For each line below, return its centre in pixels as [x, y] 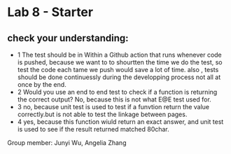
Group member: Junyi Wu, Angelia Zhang [67, 143]
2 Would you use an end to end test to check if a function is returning [117, 92]
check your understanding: [68, 38]
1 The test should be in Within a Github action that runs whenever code [119, 55]
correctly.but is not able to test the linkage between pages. [102, 114]
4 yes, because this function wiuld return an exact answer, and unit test [120, 122]
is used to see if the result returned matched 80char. [93, 129]
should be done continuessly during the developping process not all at [119, 77]
